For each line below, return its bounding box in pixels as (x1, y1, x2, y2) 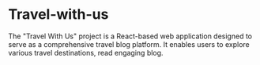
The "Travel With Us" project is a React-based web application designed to (8, 31, 253, 41)
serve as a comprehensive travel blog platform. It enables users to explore (8, 39, 251, 49)
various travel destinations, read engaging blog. (8, 48, 164, 57)
